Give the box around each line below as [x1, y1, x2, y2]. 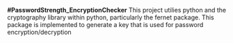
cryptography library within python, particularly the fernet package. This [7, 13, 214, 21]
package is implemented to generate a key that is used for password [7, 21, 204, 28]
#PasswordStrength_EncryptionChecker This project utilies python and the [7, 6, 227, 14]
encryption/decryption [7, 28, 72, 36]
